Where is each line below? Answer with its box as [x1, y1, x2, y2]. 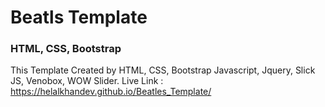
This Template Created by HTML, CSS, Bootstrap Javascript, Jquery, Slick [10, 64, 316, 76]
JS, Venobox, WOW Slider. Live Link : [10, 75, 164, 87]
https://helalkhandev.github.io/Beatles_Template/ [10, 86, 212, 98]
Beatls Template [10, 6, 148, 29]
